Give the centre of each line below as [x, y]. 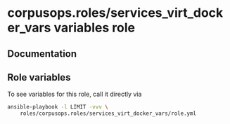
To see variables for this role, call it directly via [75, 94]
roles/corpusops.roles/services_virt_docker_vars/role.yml [108, 113]
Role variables [39, 77]
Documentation [42, 54]
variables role [95, 28]
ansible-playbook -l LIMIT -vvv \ [58, 107]
